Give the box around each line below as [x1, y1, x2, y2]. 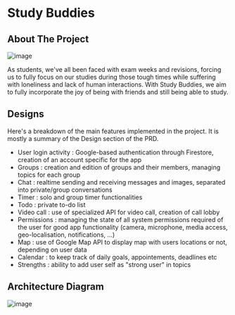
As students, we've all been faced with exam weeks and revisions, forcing [7, 66, 222, 73]
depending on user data [17, 245, 87, 254]
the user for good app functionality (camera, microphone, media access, [17, 223, 228, 231]
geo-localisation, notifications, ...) [17, 230, 115, 239]
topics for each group [17, 171, 81, 179]
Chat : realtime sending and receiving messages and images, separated [17, 178, 226, 186]
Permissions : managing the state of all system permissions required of [17, 215, 224, 223]
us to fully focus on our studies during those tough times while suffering [7, 73, 216, 81]
